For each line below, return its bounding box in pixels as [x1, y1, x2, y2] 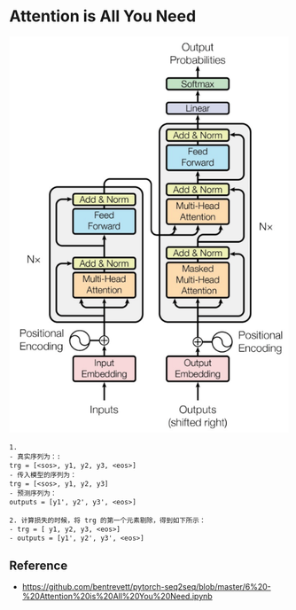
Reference [9, 558, 68, 573]
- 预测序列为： [9, 489, 58, 498]
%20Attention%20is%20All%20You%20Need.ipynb [21, 591, 213, 602]
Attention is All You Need [9, 6, 197, 27]
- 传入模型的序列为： [9, 471, 77, 480]
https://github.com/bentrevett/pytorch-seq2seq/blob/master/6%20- [21, 582, 272, 592]
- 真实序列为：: [9, 452, 61, 462]
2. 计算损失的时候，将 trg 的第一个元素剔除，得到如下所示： [9, 516, 206, 525]
